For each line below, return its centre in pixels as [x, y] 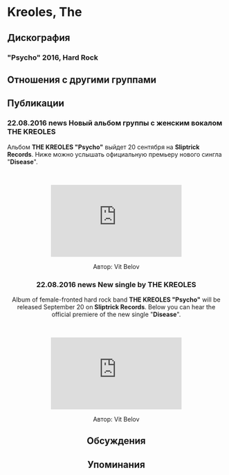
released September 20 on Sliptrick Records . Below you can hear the [116, 306]
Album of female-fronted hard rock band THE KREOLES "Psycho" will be [116, 300]
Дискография [39, 38]
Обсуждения [116, 441]
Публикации [36, 104]
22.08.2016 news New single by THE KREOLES [116, 284]
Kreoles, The [45, 12]
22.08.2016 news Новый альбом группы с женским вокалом [115, 123]
